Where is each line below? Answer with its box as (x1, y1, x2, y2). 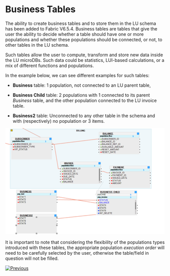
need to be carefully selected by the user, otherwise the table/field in (5, 250, 149, 256)
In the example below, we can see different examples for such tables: (5, 72, 150, 78)
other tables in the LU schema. (5, 42, 69, 48)
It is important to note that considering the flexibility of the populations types (5, 239, 165, 246)
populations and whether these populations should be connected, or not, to (5, 37, 163, 43)
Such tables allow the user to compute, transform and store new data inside (5, 52, 163, 58)
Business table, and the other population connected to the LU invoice (12, 97, 157, 103)
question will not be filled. (5, 255, 59, 262)
